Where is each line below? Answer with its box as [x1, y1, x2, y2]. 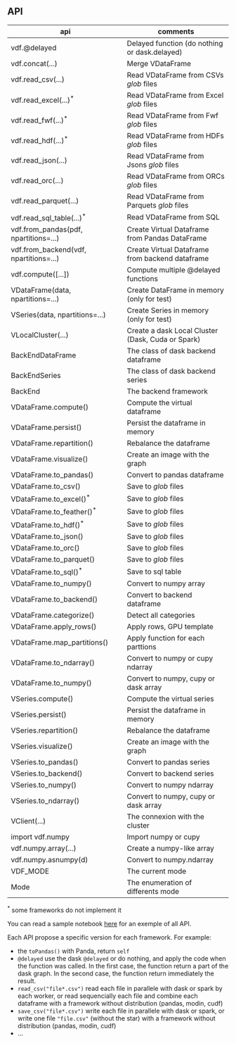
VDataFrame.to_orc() [11, 543, 80, 553]
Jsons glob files [126, 160, 179, 170]
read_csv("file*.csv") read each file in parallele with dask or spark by [17, 985, 223, 993]
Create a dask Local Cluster [126, 326, 218, 336]
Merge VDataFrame [126, 58, 192, 68]
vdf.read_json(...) [11, 155, 68, 165]
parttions [126, 642, 157, 652]
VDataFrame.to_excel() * [11, 493, 91, 504]
